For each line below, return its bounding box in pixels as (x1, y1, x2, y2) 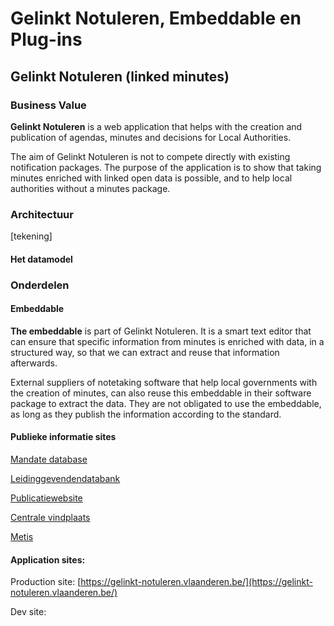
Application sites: (10, 553, 86, 566)
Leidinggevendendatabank (10, 473, 121, 485)
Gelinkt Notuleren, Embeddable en (10, 7, 302, 30)
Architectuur (10, 207, 74, 221)
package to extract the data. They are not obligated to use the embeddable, (10, 397, 322, 409)
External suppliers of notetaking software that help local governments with (10, 376, 318, 388)
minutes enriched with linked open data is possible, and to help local (10, 172, 293, 184)
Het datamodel (10, 253, 73, 265)
